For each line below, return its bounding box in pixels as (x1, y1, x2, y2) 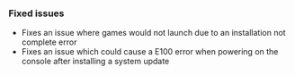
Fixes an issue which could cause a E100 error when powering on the (21, 46, 279, 57)
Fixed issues (8, 7, 65, 20)
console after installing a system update (21, 56, 170, 67)
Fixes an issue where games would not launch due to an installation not (21, 28, 286, 38)
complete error (21, 37, 77, 47)
